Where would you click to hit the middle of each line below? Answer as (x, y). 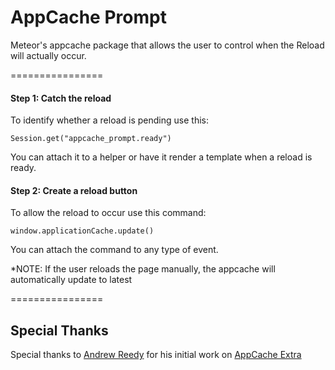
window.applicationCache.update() (82, 231)
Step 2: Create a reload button (74, 190)
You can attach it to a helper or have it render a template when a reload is (161, 157)
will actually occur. (48, 55)
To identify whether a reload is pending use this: (109, 120)
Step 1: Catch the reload (61, 98)
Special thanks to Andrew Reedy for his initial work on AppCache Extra (156, 355)
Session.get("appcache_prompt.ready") (91, 139)
